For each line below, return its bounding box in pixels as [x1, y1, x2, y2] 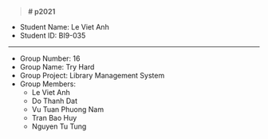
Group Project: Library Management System [19, 71, 165, 80]
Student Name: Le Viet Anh [19, 22, 109, 31]
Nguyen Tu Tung [31, 121, 87, 131]
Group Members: [19, 79, 76, 89]
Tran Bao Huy [31, 113, 77, 122]
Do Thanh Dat [31, 96, 78, 105]
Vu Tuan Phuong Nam [31, 105, 104, 114]
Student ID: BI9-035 [19, 31, 86, 40]
